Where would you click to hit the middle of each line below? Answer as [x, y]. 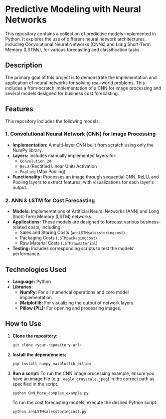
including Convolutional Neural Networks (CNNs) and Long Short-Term [78, 44]
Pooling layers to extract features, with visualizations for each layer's [83, 182]
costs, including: [45, 227]
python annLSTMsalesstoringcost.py [49, 412]
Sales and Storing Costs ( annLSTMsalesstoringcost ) [73, 232]
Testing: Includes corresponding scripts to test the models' [73, 248]
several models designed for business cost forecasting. [62, 93]
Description [24, 65]
